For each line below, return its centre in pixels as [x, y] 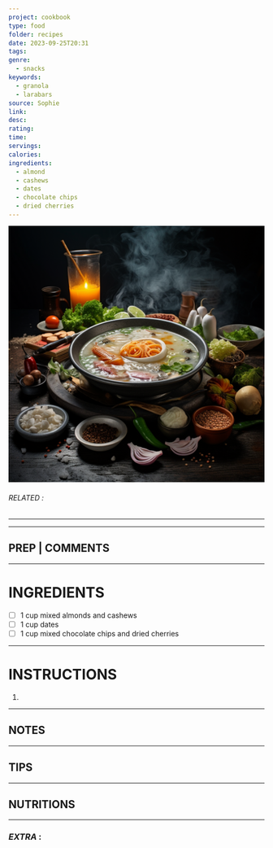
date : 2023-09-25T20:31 [49, 43]
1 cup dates [39, 624]
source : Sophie [34, 103]
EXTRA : [25, 837]
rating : [22, 129]
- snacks [30, 69]
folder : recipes [36, 34]
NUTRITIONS [42, 804]
